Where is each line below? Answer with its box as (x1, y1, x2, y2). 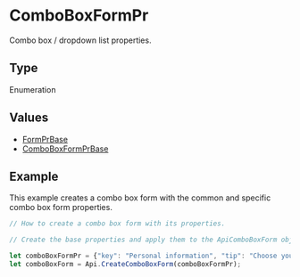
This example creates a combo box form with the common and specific (9, 192, 271, 203)
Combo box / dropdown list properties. (9, 35, 152, 45)
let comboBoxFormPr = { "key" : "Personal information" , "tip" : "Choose (9, 251, 278, 261)
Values (9, 110, 49, 126)
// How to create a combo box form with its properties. (9, 219, 226, 228)
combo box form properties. (9, 202, 113, 213)
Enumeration (9, 84, 56, 94)
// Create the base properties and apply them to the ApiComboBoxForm (9, 235, 278, 245)
